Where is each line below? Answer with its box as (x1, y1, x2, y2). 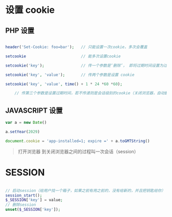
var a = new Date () (5, 120, 47, 125)
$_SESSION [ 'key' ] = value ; (5, 198, 63, 203)
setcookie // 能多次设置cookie (5, 54, 121, 59)
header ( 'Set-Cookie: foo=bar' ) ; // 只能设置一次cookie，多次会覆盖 (5, 45, 147, 50)
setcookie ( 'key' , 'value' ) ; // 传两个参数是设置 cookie (5, 72, 135, 77)
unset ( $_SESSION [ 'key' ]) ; (5, 207, 60, 212)
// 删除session (5, 202, 36, 207)
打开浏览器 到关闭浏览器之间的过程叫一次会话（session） (17, 148, 139, 155)
